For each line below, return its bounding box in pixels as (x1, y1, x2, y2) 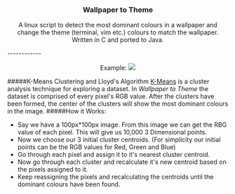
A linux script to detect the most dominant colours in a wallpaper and (18, 21, 217, 29)
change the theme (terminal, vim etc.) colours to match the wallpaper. (17, 28, 219, 36)
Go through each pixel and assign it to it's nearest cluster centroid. (17, 151, 210, 159)
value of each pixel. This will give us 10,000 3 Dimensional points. (17, 128, 207, 137)
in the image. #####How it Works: (7, 107, 107, 116)
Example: (100, 64, 128, 72)
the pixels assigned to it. (17, 165, 88, 174)
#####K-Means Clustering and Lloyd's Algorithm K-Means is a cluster (7, 77, 210, 85)
